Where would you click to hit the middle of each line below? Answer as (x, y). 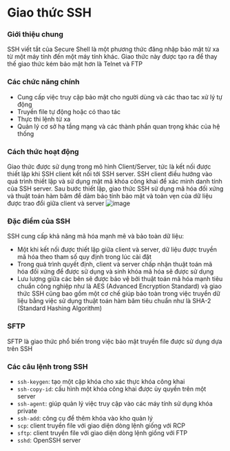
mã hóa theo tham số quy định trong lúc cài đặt (84, 257)
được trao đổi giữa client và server (56, 203)
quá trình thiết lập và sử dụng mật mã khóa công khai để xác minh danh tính (115, 182)
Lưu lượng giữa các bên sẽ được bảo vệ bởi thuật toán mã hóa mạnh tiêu (120, 279)
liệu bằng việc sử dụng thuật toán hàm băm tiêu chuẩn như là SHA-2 (114, 301)
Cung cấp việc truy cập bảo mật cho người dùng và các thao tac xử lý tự (119, 97)
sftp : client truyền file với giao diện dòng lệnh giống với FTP (102, 432)
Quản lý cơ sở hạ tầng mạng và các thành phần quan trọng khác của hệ (118, 126)
